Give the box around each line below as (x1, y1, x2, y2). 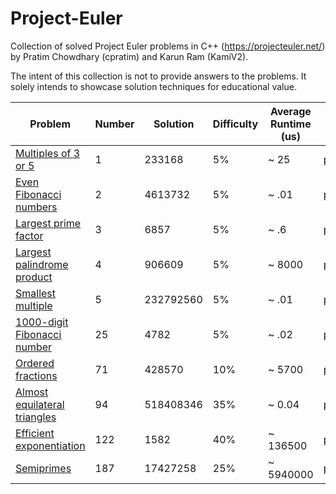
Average (269, 104, 312, 118)
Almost (15, 385, 49, 399)
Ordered (15, 356, 55, 370)
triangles (15, 410, 57, 424)
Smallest (15, 286, 57, 300)
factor (15, 228, 44, 242)
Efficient (15, 426, 55, 440)
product (15, 270, 53, 284)
